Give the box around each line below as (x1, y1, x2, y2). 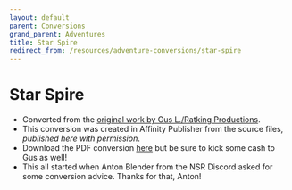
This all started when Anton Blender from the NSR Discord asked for (21, 161, 273, 172)
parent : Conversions (9, 21, 87, 30)
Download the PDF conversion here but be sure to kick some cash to (21, 143, 275, 153)
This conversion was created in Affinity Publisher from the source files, (21, 124, 284, 135)
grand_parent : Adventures (9, 29, 105, 38)
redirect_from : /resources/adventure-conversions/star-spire (9, 46, 242, 55)
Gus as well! (21, 153, 68, 163)
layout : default (9, 12, 70, 22)
